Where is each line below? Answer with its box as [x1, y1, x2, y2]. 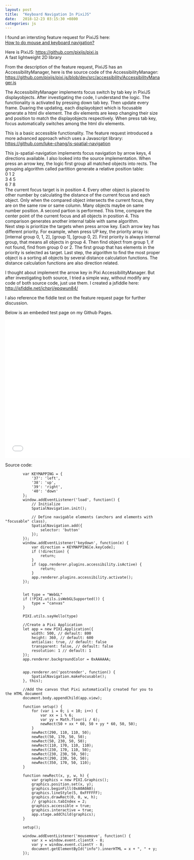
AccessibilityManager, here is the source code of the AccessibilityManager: [5, 69, 159, 75]
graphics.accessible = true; [31, 803, 92, 808]
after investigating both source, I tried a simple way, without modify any [5, 275, 150, 281]
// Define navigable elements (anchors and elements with [31, 515, 153, 520]
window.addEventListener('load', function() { [23, 497, 120, 502]
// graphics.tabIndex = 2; [31, 799, 87, 804]
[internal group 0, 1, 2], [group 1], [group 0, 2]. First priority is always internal [5, 234, 160, 240]
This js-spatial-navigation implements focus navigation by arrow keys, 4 [5, 150, 151, 156]
